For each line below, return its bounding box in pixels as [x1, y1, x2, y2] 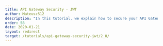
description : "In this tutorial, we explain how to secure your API [5, 16, 147, 21]
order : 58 [5, 20, 25, 25]
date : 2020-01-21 [5, 25, 40, 30]
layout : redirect [5, 29, 40, 34]
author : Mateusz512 [5, 11, 45, 16]
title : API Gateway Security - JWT [5, 7, 77, 12]
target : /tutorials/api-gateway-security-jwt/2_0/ [5, 34, 110, 39]
